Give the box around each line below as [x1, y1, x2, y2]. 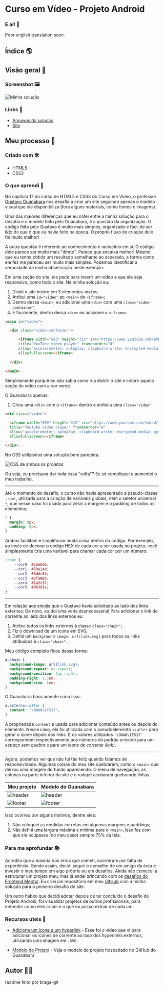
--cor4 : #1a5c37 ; [14, 580, 49, 585]
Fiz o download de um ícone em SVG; [12, 628, 88, 634]
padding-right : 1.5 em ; [9, 676, 56, 681]
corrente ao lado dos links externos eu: [5, 613, 84, 619]
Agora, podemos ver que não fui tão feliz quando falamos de [5, 756, 127, 762]
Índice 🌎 [5, 47, 33, 55]
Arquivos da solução [12, 117, 54, 123]
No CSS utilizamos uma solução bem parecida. [5, 452, 100, 457]
